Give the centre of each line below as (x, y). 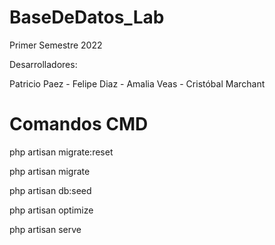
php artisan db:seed (50, 190)
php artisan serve (45, 229)
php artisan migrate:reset (61, 152)
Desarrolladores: (43, 64)
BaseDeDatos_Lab (87, 17)
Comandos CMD (79, 124)
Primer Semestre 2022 (56, 45)
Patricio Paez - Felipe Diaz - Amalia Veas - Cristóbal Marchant (137, 83)
